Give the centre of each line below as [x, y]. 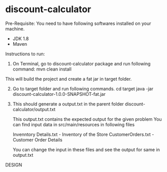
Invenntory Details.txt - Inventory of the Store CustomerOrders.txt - [83, 134]
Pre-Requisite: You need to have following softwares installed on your [78, 23]
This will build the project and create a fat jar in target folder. [68, 79]
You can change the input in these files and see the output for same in [86, 149]
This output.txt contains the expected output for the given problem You [87, 119]
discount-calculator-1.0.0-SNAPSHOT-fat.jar [59, 94]
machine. [15, 28]
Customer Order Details [37, 140]
